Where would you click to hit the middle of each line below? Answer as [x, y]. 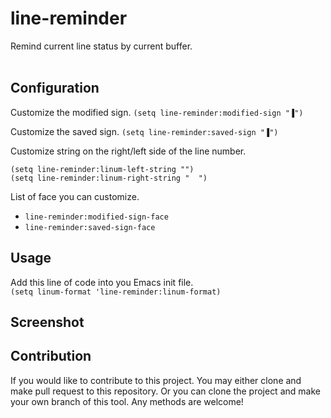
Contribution [51, 356]
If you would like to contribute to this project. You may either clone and [156, 380]
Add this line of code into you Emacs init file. [102, 282]
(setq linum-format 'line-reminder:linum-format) [116, 292]
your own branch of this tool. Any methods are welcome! [127, 401]
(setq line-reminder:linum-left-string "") [102, 169]
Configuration [55, 88]
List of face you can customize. [75, 196]
